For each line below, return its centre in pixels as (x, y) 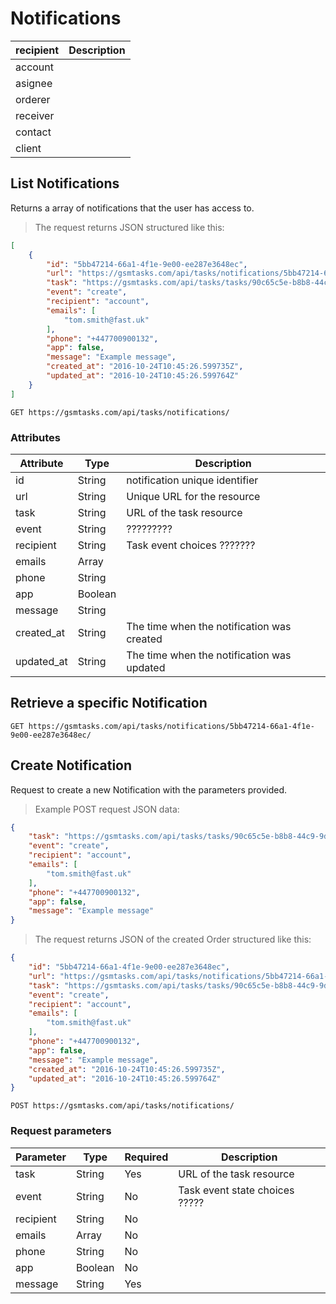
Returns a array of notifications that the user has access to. (132, 208)
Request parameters (61, 1131)
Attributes (35, 437)
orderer (33, 99)
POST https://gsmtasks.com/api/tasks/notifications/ (122, 1106)
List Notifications (65, 183)
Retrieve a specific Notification (109, 703)
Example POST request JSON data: (107, 809)
